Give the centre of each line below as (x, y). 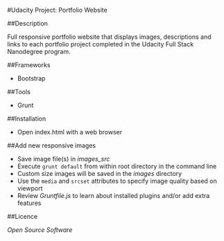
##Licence (23, 216)
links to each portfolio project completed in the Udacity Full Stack (101, 44)
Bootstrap (31, 78)
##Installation (27, 118)
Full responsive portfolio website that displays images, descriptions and (109, 37)
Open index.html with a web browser (70, 132)
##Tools (19, 92)
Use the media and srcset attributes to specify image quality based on (117, 181)
